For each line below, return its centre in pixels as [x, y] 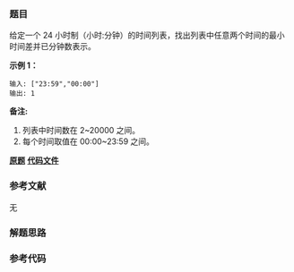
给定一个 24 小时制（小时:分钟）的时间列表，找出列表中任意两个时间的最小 [147, 35]
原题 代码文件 [34, 161]
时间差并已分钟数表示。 [52, 47]
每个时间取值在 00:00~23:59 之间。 [88, 141]
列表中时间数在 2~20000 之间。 [81, 131]
